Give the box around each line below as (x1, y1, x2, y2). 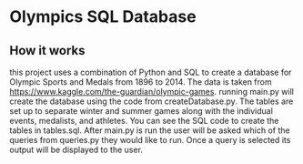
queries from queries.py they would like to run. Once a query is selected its (9, 135, 291, 145)
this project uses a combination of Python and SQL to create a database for (9, 67, 292, 77)
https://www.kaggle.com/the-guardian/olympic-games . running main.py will (9, 87, 294, 97)
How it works (9, 43, 86, 58)
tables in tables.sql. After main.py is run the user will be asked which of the (9, 125, 290, 136)
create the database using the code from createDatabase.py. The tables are (9, 96, 294, 107)
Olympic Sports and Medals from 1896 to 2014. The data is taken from (9, 77, 273, 87)
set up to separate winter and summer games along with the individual (9, 106, 273, 116)
